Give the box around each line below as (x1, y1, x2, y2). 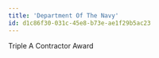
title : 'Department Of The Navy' (8, 11, 119, 20)
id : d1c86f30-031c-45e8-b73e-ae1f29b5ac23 (8, 19, 151, 27)
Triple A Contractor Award (8, 41, 94, 50)
